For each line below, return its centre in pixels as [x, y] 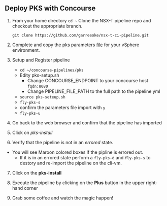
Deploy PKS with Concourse [50, 8]
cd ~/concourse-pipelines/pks [52, 70]
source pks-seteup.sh [42, 97]
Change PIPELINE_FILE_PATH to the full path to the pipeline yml [94, 91]
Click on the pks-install [37, 173]
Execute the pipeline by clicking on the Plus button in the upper [78, 183]
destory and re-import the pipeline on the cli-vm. [71, 163]
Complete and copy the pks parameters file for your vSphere [76, 45]
